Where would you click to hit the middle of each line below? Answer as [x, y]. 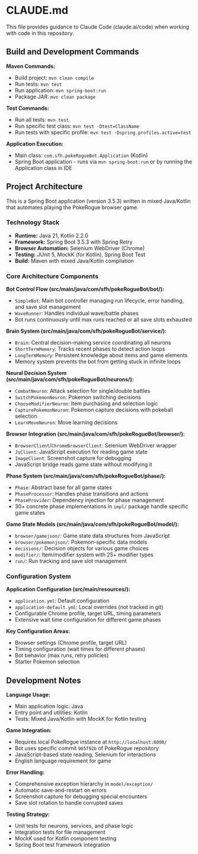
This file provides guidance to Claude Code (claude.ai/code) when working [98, 27]
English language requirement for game [63, 761]
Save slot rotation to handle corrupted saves [69, 803]
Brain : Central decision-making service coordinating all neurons [93, 343]
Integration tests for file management [60, 832]
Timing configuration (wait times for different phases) [80, 649]
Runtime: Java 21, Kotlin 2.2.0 [51, 235]
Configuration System [39, 576]
